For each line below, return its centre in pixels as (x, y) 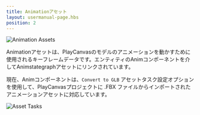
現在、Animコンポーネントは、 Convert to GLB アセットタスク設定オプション (100, 80)
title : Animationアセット (37, 12)
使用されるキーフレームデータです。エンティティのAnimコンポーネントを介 (98, 60)
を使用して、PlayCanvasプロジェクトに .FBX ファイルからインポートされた (99, 87)
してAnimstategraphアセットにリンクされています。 (70, 67)
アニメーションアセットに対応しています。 (58, 94)
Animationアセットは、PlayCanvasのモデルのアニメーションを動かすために (99, 52)
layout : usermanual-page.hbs (43, 17)
